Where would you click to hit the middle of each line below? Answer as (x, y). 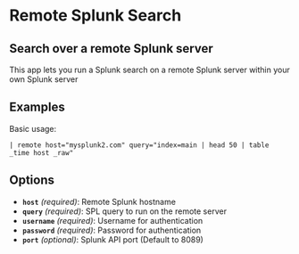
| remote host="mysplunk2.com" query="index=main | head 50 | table (139, 145)
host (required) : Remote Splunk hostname (99, 201)
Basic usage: (33, 128)
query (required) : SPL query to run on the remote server (125, 211)
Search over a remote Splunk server (111, 49)
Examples (37, 107)
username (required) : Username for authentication (112, 220)
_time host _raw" (42, 152)
